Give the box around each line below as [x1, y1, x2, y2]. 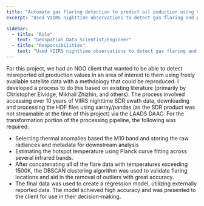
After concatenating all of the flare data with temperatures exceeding [15, 160, 188, 168]
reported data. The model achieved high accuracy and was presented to [15, 186, 196, 193]
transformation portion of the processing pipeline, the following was [6, 116, 176, 123]
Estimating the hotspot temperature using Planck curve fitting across [15, 147, 187, 155]
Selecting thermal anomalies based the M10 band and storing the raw [15, 134, 189, 142]
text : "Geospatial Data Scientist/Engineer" [17, 37, 132, 43]
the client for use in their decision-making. [15, 193, 121, 200]
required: [6, 123, 29, 130]
